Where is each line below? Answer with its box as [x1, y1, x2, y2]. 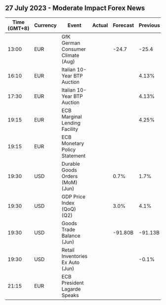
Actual [92, 22, 108, 29]
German [61, 39, 81, 46]
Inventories [61, 252, 88, 259]
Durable [61, 160, 80, 167]
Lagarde [61, 285, 81, 292]
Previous [138, 22, 161, 29]
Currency [34, 22, 57, 29]
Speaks [61, 292, 79, 299]
